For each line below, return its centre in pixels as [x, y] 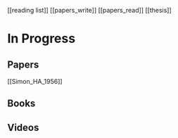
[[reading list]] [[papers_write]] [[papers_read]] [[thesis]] [90, 10]
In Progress [42, 39]
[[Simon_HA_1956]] [35, 81]
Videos [23, 127]
